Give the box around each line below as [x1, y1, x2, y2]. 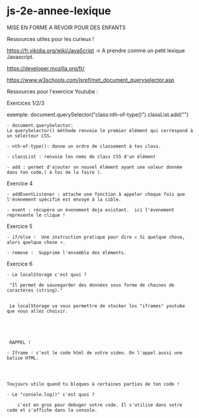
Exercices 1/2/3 [7, 99, 45, 107]
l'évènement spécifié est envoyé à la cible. [7, 196, 121, 202]
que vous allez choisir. [7, 308, 68, 314]
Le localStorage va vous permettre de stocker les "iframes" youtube [9, 302, 185, 309]
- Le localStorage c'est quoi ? [7, 272, 87, 277]
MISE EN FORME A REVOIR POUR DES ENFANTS [7, 24, 126, 31]
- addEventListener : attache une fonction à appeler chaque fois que [7, 191, 185, 197]
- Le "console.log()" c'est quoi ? [7, 391, 95, 397]
